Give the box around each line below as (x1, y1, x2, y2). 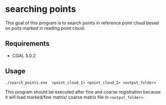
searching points (5, 3, 76, 15)
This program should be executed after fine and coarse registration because (5, 89, 161, 95)
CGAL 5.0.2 (12, 52, 36, 58)
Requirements (5, 40, 50, 48)
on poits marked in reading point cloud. (5, 25, 85, 31)
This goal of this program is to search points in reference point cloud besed (5, 20, 159, 26)
